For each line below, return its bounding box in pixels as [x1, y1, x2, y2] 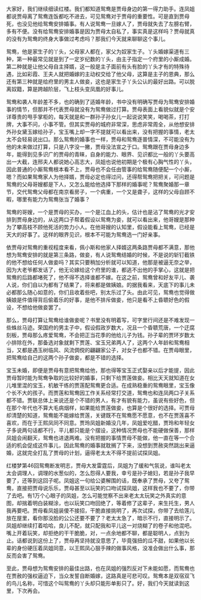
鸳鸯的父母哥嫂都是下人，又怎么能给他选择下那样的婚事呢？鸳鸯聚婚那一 [6, 181, 184, 188]
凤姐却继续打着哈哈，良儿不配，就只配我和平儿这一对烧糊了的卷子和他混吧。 [6, 522, 195, 529]
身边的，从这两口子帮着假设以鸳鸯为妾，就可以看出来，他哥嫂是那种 [26, 216, 195, 223]
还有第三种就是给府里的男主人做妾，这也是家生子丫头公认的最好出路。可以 [6, 78, 190, 85]
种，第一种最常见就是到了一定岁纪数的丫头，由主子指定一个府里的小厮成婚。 [6, 56, 195, 62]
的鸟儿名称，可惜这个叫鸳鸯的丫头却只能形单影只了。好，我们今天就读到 [6, 580, 184, 587]
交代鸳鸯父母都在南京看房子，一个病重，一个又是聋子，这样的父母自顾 [16, 188, 190, 195]
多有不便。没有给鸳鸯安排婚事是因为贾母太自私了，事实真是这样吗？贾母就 [6, 28, 190, 35]
